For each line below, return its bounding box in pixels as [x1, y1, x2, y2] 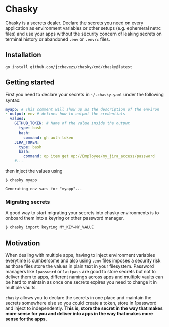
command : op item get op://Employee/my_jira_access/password [23, 154, 155, 159]
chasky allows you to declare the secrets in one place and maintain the [5, 295, 152, 301]
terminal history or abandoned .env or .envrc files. [5, 36, 110, 42]
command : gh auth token [23, 135, 73, 140]
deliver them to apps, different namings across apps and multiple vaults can [5, 274, 163, 280]
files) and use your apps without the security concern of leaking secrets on [5, 30, 162, 37]
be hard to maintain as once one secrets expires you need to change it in [5, 279, 157, 285]
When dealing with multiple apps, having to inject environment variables [5, 252, 155, 258]
